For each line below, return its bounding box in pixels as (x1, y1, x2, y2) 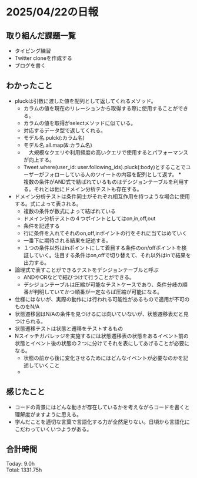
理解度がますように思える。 (14, 410, 82, 418)
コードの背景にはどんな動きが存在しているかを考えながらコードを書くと (14, 403, 190, 410)
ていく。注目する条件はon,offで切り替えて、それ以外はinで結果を (34, 251, 191, 258)
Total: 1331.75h (6, 466, 42, 473)
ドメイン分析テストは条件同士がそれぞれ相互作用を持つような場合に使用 (14, 193, 190, 200)
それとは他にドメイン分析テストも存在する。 (34, 186, 142, 193)
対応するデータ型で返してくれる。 (23, 127, 106, 134)
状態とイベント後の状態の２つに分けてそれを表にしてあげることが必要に (14, 339, 190, 346)
